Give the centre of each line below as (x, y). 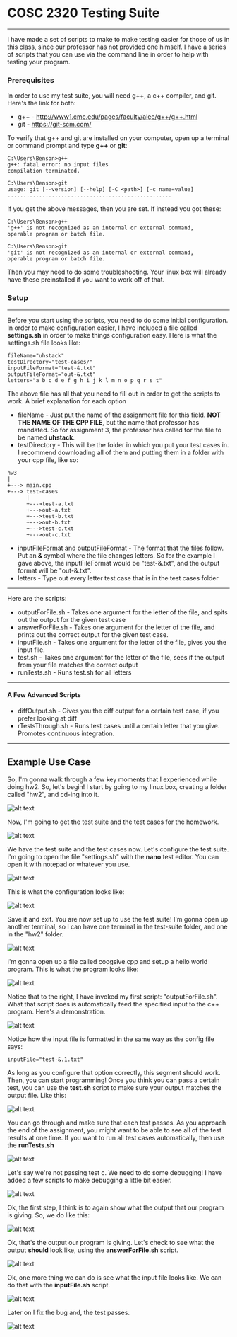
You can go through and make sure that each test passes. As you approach (117, 1123)
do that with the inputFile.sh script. (59, 1285)
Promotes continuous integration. (66, 733)
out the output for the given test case (71, 619)
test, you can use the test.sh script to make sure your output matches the (115, 1087)
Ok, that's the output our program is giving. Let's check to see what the (111, 1242)
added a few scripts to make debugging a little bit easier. (90, 1180)
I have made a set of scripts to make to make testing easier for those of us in (119, 39)
